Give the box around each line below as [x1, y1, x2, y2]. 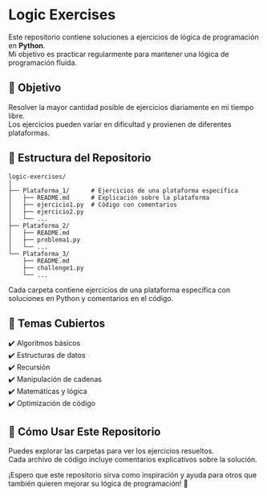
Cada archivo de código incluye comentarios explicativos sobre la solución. [8, 455, 258, 465]
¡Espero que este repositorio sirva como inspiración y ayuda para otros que [8, 470, 257, 480]
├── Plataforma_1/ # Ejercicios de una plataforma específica [8, 186, 239, 194]
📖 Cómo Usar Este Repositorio [8, 425, 161, 438]
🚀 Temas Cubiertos [8, 316, 106, 330]
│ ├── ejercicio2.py [8, 207, 84, 216]
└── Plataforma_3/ [8, 250, 70, 258]
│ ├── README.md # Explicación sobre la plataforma [8, 193, 210, 201]
